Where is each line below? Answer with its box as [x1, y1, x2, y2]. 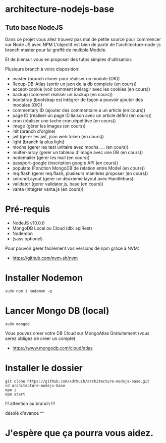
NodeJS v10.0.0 [12, 220, 45, 226]
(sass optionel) [12, 235, 43, 241]
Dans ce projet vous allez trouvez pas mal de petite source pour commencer [5, 36, 161, 42]
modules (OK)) [12, 102, 43, 108]
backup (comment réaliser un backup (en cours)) [12, 92, 113, 97]
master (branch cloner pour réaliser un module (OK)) [12, 76, 120, 81]
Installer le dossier [5, 363, 83, 374]
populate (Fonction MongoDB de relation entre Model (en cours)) [12, 165, 145, 171]
